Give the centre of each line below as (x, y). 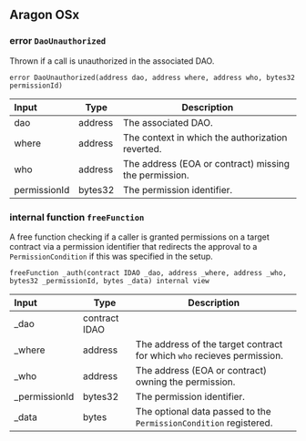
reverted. (142, 149)
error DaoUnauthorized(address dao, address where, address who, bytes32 (153, 77)
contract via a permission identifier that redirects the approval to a (133, 246)
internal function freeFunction (77, 217)
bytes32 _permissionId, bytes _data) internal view (109, 281)
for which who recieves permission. (209, 355)
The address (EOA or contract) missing (206, 163)
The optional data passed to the (203, 411)
